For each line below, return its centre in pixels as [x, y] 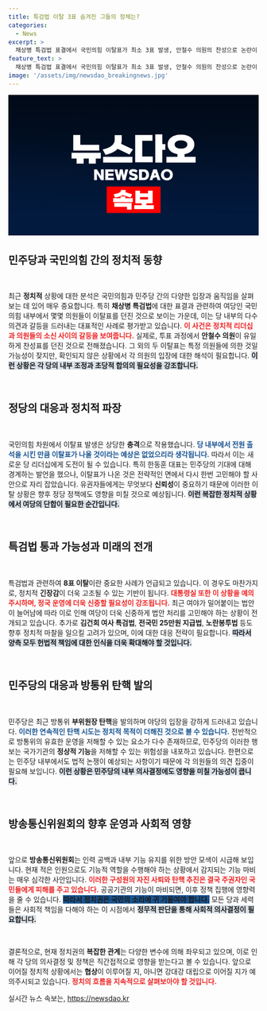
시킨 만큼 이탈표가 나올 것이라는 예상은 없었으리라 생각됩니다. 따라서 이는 [134, 454]
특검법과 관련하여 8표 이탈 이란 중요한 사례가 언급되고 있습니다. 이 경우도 [120, 583]
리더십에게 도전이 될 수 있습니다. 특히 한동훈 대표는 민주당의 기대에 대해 [141, 464]
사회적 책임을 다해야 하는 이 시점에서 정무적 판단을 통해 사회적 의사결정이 [134, 909]
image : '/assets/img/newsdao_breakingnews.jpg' [89, 76]
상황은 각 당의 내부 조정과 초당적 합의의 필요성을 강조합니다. [107, 366]
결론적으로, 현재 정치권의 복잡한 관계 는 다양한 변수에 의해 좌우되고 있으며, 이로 [129, 952]
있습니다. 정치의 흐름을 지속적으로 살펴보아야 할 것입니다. [130, 982]
